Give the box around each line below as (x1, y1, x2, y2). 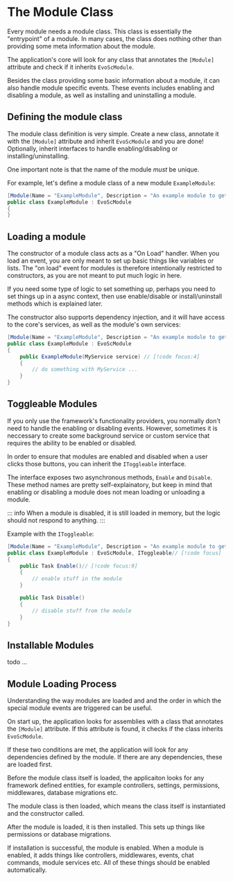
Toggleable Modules (7, 398, 98, 410)
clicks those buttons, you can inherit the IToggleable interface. (7, 459, 187, 468)
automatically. (7, 866, 47, 874)
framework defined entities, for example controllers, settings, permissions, (7, 781, 221, 789)
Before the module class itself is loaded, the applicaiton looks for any (7, 774, 205, 782)
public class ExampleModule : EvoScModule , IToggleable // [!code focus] (7, 550, 222, 557)
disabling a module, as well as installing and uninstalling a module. (7, 91, 196, 99)
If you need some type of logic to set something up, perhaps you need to (7, 285, 216, 293)
